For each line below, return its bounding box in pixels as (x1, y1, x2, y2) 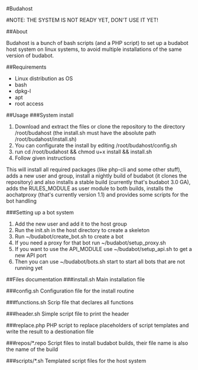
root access (14, 100, 44, 107)
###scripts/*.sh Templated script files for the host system (6, 358, 147, 364)
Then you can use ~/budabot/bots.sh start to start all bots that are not (14, 258, 185, 265)
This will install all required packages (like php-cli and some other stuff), (6, 166, 182, 173)
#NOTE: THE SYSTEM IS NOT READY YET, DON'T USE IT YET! (6, 17, 158, 23)
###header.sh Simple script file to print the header (6, 310, 129, 317)
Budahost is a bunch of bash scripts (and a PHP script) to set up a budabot (6, 40, 189, 46)
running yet (14, 265, 43, 271)
